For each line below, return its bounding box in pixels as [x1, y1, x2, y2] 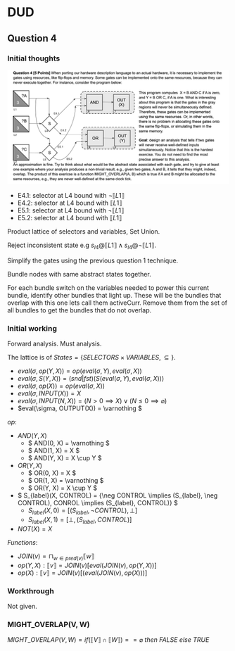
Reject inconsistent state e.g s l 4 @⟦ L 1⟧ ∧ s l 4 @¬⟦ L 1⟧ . [7, 241, 157, 251]
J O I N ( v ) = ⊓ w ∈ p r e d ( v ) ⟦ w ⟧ [17, 552, 95, 562]
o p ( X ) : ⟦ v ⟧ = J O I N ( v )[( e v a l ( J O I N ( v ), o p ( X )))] [17, 568, 148, 577]
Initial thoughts [7, 53, 61, 63]
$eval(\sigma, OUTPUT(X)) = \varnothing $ [17, 404, 143, 412]
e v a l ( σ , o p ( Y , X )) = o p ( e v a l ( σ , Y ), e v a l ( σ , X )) [17, 367, 142, 375]
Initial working [7, 323, 58, 333]
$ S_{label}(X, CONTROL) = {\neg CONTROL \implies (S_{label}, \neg [17, 491, 218, 500]
